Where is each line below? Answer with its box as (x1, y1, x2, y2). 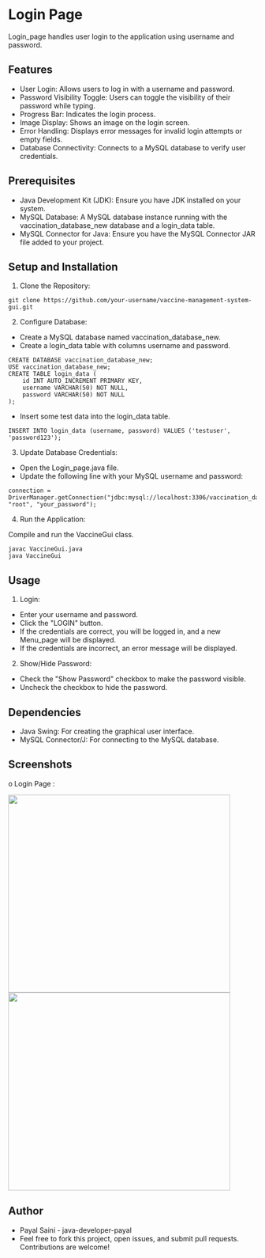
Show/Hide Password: (19, 659, 92, 669)
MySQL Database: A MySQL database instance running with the (19, 212, 228, 222)
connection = (8, 487, 51, 495)
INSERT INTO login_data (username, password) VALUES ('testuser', (8, 427, 231, 435)
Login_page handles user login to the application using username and (8, 32, 235, 41)
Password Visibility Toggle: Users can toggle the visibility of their (19, 93, 231, 102)
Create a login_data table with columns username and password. (19, 341, 231, 350)
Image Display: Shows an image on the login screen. (19, 117, 190, 127)
